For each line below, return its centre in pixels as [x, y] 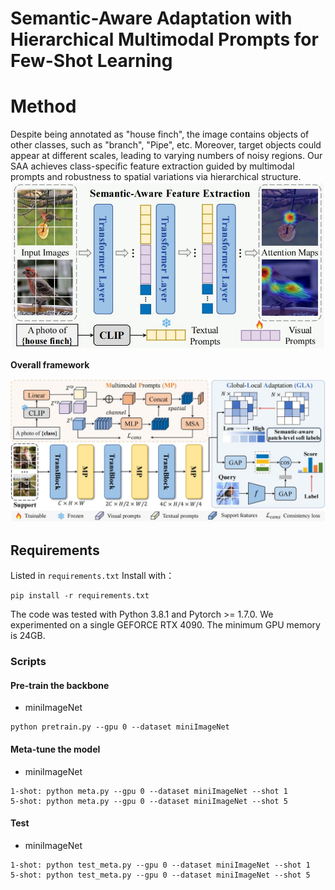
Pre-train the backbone [60, 685]
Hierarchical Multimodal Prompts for [164, 39]
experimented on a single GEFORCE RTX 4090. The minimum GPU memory [165, 625]
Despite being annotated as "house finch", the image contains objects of [160, 134]
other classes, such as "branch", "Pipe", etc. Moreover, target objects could [166, 145]
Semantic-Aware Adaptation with [151, 18]
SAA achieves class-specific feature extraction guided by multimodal [152, 166]
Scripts [28, 662]
